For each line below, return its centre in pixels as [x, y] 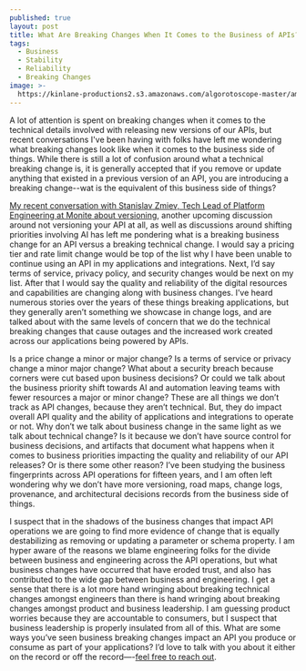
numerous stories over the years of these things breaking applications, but [149, 302]
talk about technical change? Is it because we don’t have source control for [150, 436]
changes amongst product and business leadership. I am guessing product [150, 608]
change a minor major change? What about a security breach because [142, 368]
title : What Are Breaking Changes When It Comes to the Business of [142, 35]
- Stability [41, 60]
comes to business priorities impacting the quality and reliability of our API [149, 455]
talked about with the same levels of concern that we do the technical [140, 321]
